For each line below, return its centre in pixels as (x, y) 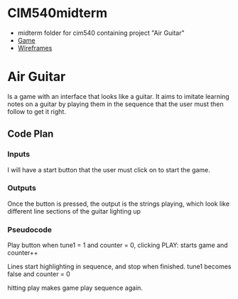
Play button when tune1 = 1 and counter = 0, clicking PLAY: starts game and (118, 245)
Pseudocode (29, 229)
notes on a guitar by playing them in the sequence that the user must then (115, 104)
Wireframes (35, 48)
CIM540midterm (58, 13)
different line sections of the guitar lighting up (74, 211)
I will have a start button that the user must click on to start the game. (109, 169)
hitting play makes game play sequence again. (75, 288)
